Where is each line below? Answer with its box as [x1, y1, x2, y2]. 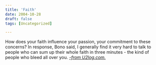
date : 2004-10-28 [5, 12, 41, 17]
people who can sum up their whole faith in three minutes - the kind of [5, 49, 150, 55]
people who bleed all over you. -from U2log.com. [5, 55, 106, 61]
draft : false [5, 16, 32, 21]
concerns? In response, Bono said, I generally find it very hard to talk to [5, 44, 152, 50]
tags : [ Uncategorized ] [5, 21, 52, 26]
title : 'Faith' [5, 7, 37, 12]
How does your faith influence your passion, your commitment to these [5, 39, 151, 45]
